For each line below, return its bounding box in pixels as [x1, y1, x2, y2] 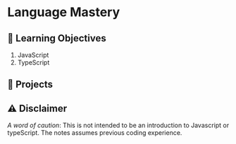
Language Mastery [7, 4, 120, 20]
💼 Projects [7, 79, 54, 91]
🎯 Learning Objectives [7, 32, 107, 44]
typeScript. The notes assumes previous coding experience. [7, 129, 182, 137]
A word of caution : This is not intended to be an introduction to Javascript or [7, 121, 230, 130]
